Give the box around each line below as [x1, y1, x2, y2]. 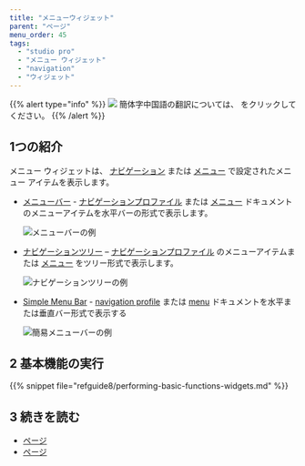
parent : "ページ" [9, 22, 71, 31]
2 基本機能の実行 [9, 356, 105, 371]
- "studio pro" [17, 47, 76, 56]
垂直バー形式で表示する [38, 307, 127, 319]
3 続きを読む [9, 409, 80, 424]
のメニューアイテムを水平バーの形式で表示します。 [22, 207, 213, 218]
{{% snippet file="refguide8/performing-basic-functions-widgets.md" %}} [9, 380, 289, 391]
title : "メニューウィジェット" [9, 13, 115, 23]
